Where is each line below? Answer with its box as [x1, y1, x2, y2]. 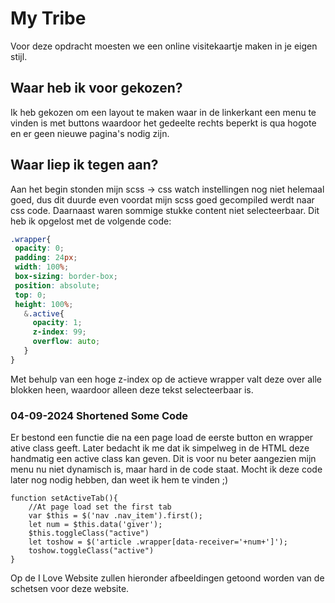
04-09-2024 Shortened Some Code [10, 408, 189, 422]
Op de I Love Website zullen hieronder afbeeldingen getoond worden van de [10, 572, 325, 584]
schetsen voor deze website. [10, 583, 130, 595]
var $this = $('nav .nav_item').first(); [28, 511, 203, 521]
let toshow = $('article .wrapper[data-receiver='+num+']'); [28, 537, 288, 547]
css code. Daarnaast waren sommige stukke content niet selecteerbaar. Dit [10, 204, 320, 216]
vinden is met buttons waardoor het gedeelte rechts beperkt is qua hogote [10, 117, 317, 129]
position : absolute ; [14, 280, 101, 291]
